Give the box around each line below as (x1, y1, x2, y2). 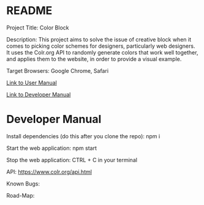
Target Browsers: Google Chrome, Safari (6, 67, 109, 74)
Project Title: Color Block (6, 24, 69, 31)
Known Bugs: (6, 180, 40, 187)
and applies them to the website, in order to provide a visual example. (6, 55, 182, 62)
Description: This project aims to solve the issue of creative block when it (6, 35, 192, 43)
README (6, 4, 53, 18)
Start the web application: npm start (6, 144, 97, 152)
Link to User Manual (6, 79, 57, 86)
